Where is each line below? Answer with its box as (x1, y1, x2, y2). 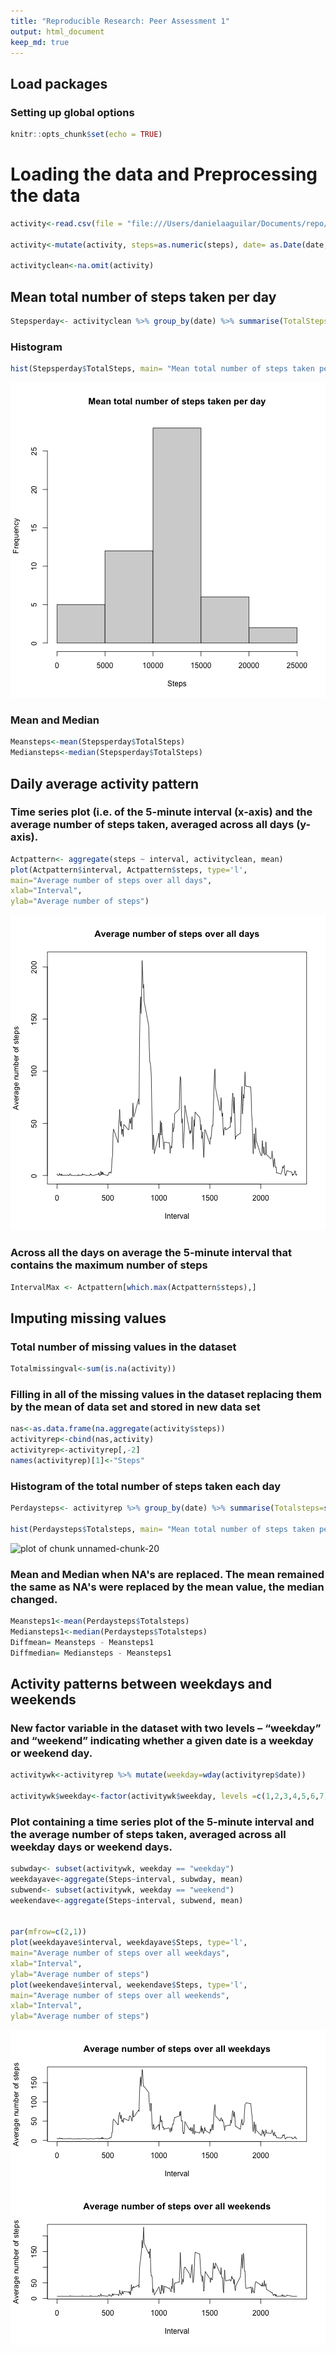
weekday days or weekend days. (10, 1840, 173, 1854)
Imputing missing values (10, 1310, 167, 1327)
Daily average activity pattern (10, 775, 200, 792)
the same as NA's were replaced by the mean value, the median (10, 1580, 325, 1594)
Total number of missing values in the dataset (10, 1340, 237, 1354)
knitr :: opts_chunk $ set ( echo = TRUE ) (10, 130, 163, 140)
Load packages (10, 75, 108, 92)
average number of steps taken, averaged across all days (10, 818, 295, 832)
